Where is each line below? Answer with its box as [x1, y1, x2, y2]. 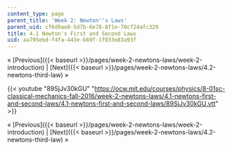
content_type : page [7, 10, 65, 18]
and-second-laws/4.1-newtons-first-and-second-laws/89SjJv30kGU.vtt [7, 99, 216, 108]
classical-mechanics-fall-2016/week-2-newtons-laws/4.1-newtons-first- [7, 92, 217, 101]
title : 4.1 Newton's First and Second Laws [7, 30, 137, 37]
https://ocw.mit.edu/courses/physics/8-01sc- [94, 85, 226, 93]
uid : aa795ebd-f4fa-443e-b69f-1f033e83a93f [7, 37, 137, 44]
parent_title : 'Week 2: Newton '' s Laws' [7, 17, 128, 24]
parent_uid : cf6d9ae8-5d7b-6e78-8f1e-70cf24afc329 [7, 23, 159, 30]
